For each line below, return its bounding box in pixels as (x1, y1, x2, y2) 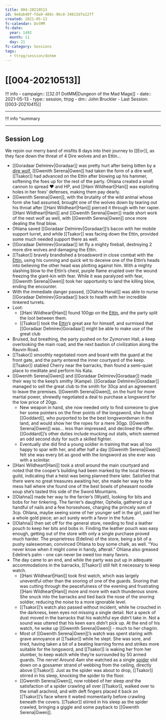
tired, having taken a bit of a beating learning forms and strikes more (19, 641, 160, 647)
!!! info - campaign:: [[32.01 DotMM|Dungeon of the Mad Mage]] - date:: (5, 91, 152, 97)
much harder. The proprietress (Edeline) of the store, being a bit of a (12, 536, 152, 542)
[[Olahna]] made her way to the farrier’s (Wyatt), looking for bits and (12, 494, 151, 500)
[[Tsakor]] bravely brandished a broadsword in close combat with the (12, 252, 154, 258)
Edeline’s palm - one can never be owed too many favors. (12, 552, 129, 558)
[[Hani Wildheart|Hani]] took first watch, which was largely (19, 573, 139, 579)
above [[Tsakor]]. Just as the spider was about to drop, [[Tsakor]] (19, 668, 153, 673)
